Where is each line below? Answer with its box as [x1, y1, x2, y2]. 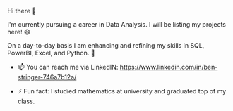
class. [17, 97, 35, 105]
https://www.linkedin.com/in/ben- [119, 63, 218, 71]
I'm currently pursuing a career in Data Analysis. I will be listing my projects [7, 20, 226, 28]
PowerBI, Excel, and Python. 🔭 [7, 49, 95, 57]
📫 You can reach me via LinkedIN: [17, 63, 119, 71]
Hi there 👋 [7, 7, 37, 15]
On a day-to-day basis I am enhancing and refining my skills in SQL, [7, 41, 205, 49]
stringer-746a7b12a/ [17, 73, 77, 81]
